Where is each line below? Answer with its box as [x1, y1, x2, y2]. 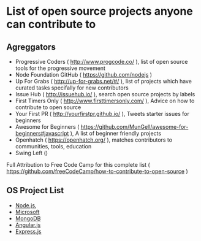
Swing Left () [15, 149, 48, 156]
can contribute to [6, 17, 96, 31]
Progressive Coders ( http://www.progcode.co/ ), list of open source [15, 58, 188, 65]
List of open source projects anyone [6, 4, 193, 18]
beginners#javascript [15, 130, 69, 137]
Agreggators [6, 42, 56, 52]
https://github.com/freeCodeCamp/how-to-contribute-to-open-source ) [6, 167, 188, 175]
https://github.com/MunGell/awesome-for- [80, 123, 189, 130]
